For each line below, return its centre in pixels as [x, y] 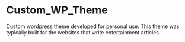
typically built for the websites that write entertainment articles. [83, 32]
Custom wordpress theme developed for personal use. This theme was [93, 26]
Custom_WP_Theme [57, 10]
